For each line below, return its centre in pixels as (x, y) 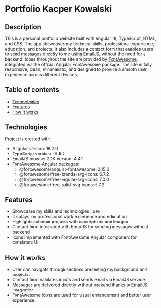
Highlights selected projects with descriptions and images (70, 222)
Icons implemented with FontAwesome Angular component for (74, 237)
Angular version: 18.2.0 (35, 148)
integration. (24, 290)
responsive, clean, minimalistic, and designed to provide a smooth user (76, 69)
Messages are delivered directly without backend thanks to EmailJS (80, 285)
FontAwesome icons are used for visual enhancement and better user (81, 295)
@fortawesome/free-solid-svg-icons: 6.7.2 (62, 184)
